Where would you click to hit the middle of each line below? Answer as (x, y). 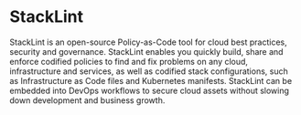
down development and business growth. (87, 100)
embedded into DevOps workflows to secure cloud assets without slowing (150, 90)
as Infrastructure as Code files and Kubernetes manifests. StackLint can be (151, 80)
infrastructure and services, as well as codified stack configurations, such (149, 71)
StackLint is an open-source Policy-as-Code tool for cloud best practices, (149, 42)
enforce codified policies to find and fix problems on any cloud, (129, 61)
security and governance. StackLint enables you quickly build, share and (146, 51)
